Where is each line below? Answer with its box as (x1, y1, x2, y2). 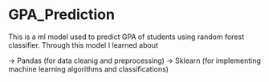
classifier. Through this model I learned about (8, 40, 159, 49)
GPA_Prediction (8, 6, 115, 24)
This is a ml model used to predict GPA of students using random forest (8, 32, 245, 41)
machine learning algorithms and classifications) (8, 64, 169, 73)
